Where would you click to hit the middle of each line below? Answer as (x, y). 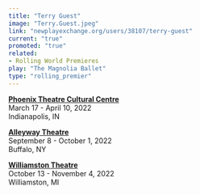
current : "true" (35, 38)
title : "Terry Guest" (45, 16)
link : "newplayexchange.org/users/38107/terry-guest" (101, 31)
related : (23, 53)
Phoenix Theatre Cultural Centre (64, 99)
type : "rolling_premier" (50, 76)
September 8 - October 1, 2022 (60, 140)
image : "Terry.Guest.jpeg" (54, 23)
